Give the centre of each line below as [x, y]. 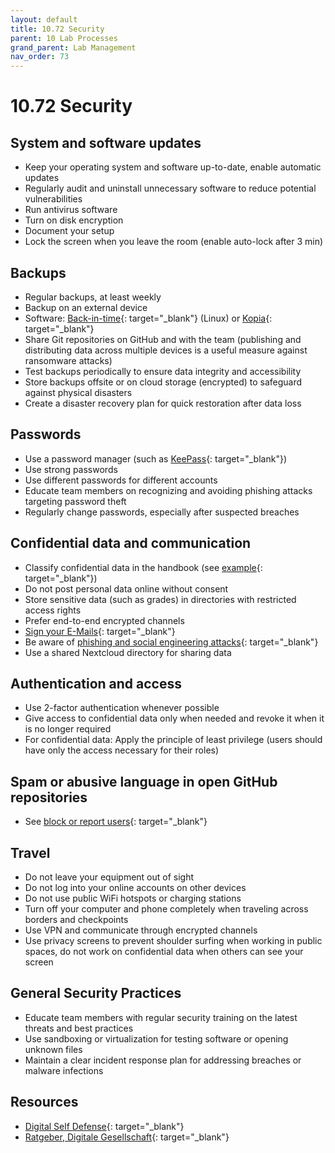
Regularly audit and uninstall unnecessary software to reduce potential [170, 188]
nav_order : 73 [40, 57]
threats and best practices [79, 1028]
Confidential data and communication [131, 543]
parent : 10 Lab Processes [64, 38]
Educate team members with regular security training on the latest [161, 1017]
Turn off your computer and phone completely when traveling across [166, 909]
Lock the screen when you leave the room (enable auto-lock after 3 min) [174, 242]
